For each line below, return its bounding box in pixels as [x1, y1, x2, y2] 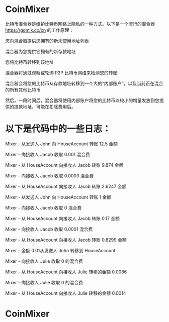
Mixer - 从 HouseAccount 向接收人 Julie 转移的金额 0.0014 [5, 290, 126, 296]
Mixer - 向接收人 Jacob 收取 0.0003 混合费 [5, 172, 94, 179]
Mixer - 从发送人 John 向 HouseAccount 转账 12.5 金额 [5, 141, 118, 147]
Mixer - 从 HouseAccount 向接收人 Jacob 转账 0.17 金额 [5, 215, 120, 222]
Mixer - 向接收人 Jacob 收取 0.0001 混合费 [5, 226, 93, 232]
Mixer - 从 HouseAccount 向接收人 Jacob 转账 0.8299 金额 [5, 237, 127, 243]
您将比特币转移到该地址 [5, 59, 54, 65]
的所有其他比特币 [5, 86, 41, 92]
